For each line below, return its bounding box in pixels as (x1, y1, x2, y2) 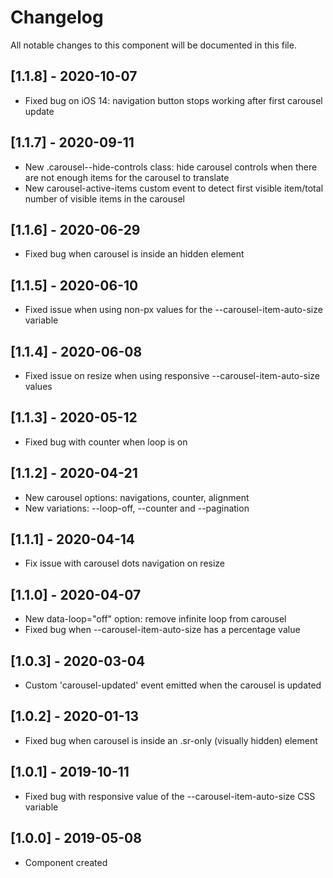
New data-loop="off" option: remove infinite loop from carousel (24, 613, 287, 625)
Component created (24, 856, 108, 868)
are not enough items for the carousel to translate (24, 171, 230, 183)
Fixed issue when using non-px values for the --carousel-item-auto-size (24, 304, 323, 316)
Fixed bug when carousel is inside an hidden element (24, 248, 245, 260)
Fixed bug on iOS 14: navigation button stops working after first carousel (24, 94, 323, 106)
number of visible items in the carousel (24, 192, 185, 205)
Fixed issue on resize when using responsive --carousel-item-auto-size (24, 370, 321, 381)
